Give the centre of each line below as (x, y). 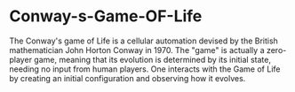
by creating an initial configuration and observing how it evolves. (128, 78)
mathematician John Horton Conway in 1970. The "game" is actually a (137, 50)
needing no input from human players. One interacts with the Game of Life (145, 69)
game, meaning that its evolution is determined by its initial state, (152, 59)
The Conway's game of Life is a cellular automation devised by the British (144, 41)
